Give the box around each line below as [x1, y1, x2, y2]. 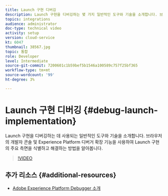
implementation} [5, 115, 77, 126]
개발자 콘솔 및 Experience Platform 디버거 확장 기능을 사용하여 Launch [10, 138, 150, 145]
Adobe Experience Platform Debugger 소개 [12, 185, 101, 191]
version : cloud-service [5, 35, 55, 40]
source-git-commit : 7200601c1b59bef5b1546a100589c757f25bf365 [5, 63, 138, 68]
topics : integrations [5, 16, 51, 21]
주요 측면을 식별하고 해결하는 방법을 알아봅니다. [10, 145, 103, 151]
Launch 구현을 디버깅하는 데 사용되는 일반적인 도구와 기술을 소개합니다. [5, 132, 145, 138]
